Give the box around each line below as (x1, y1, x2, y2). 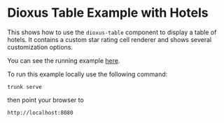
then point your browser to (7, 96, 84, 104)
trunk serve (7, 83, 42, 90)
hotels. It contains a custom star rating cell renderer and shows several (7, 35, 212, 43)
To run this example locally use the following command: (7, 70, 168, 78)
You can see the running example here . (7, 56, 120, 64)
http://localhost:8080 (7, 109, 73, 116)
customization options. (7, 43, 73, 51)
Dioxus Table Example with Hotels (7, 5, 209, 21)
